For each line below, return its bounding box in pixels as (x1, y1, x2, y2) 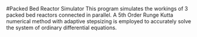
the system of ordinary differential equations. (6, 24, 117, 31)
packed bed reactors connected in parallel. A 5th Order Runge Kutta (6, 11, 174, 18)
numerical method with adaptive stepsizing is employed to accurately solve (6, 18, 192, 24)
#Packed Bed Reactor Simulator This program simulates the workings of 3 (6, 5, 188, 12)
